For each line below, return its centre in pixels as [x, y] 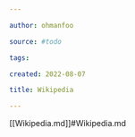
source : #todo [36, 41]
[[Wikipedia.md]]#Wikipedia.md [68, 124]
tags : [19, 58]
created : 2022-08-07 [48, 74]
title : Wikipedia [42, 90]
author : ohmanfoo [42, 25]
